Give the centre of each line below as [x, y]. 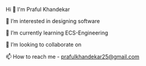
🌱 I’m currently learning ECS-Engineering [57, 33]
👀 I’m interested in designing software [53, 21]
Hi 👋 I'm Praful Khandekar [38, 9]
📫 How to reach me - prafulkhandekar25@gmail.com [73, 57]
